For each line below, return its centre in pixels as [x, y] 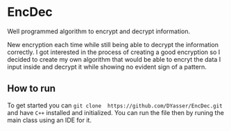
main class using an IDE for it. [50, 120]
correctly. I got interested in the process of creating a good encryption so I [114, 52]
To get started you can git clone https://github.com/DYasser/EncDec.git [115, 105]
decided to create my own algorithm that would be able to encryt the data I [114, 59]
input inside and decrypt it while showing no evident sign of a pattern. [107, 67]
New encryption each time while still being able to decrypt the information [113, 44]
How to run [32, 88]
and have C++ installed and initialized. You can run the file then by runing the [115, 112]
